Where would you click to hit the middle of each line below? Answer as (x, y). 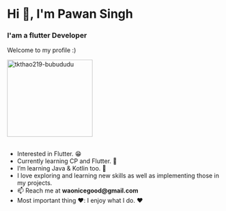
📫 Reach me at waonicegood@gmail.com (77, 190)
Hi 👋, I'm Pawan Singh (70, 14)
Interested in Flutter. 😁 (49, 154)
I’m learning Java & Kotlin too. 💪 (62, 169)
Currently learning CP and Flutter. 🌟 (67, 161)
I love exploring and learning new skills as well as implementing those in (118, 176)
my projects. (34, 183)
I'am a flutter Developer (47, 36)
